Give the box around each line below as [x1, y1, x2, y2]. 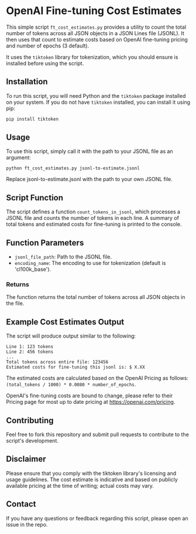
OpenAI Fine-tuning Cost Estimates [6, 4, 182, 18]
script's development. [6, 437, 59, 444]
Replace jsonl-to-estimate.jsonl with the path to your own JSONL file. [6, 176, 173, 183]
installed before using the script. [6, 60, 84, 67]
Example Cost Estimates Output [6, 317, 125, 326]
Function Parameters [6, 237, 84, 247]
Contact [6, 499, 36, 509]
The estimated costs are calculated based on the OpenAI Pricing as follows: [6, 375, 189, 382]
